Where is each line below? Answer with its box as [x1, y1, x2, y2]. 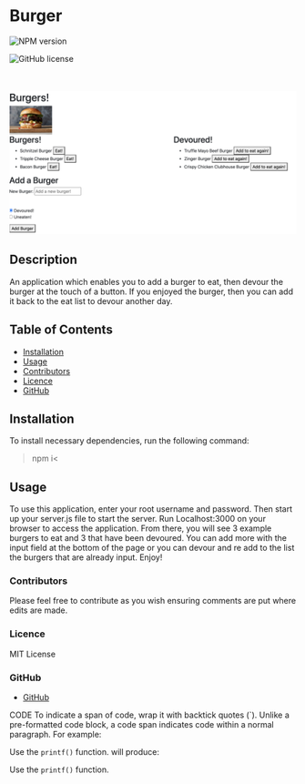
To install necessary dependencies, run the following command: [9, 435, 249, 446]
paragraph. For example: [9, 729, 102, 740]
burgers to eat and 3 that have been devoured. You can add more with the [9, 533, 288, 544]
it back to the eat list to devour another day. [9, 295, 173, 306]
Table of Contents [9, 322, 114, 338]
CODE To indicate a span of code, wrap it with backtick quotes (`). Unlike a [9, 709, 290, 720]
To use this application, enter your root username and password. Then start [9, 504, 293, 514]
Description [9, 252, 77, 268]
